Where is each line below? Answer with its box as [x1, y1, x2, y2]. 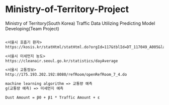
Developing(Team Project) [5, 25, 59, 31]
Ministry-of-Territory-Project [5, 4, 129, 15]
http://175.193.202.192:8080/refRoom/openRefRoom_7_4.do [5, 72, 127, 77]
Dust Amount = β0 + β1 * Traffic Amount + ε [5, 95, 100, 100]
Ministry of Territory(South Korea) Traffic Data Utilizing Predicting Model [5, 20, 155, 26]
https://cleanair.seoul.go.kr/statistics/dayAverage [5, 58, 118, 64]
